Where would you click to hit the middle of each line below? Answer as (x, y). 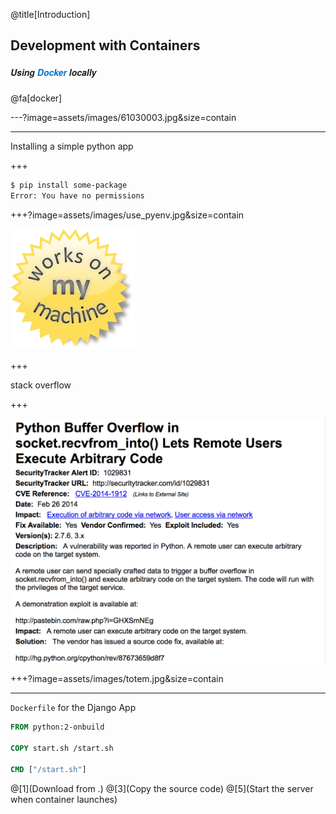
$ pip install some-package (69, 185)
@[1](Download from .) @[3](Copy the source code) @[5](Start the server (162, 788)
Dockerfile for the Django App (73, 708)
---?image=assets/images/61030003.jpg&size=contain (123, 118)
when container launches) (64, 799)
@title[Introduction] (50, 14)
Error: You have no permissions (77, 196)
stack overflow (41, 385)
